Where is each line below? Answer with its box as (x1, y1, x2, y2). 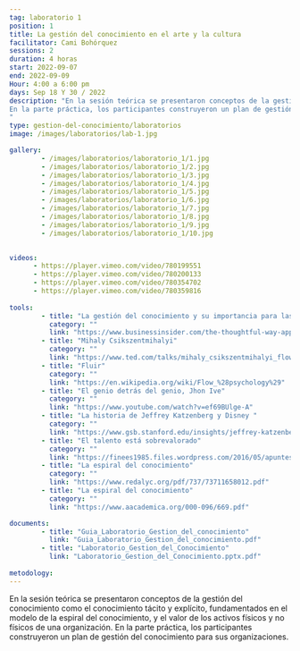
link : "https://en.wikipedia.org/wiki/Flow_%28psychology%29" (48, 377, 286, 387)
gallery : (9, 146, 42, 155)
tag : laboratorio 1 (9, 13, 82, 22)
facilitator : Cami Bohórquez (9, 38, 118, 47)
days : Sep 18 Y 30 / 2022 (9, 88, 105, 97)
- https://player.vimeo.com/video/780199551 (32, 261, 202, 271)
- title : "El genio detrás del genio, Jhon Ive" (41, 386, 226, 395)
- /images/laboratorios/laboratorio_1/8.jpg (41, 212, 210, 221)
